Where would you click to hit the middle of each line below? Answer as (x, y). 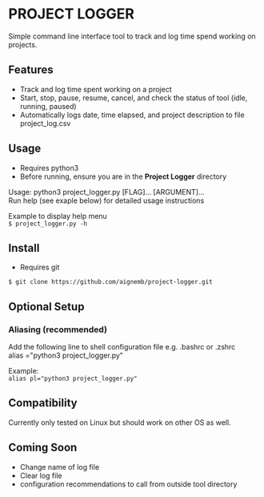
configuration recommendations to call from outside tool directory (128, 484)
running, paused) (48, 106)
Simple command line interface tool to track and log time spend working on (132, 36)
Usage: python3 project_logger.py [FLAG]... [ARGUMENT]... (107, 192)
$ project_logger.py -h (48, 224)
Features (31, 70)
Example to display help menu (58, 216)
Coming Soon (43, 448)
